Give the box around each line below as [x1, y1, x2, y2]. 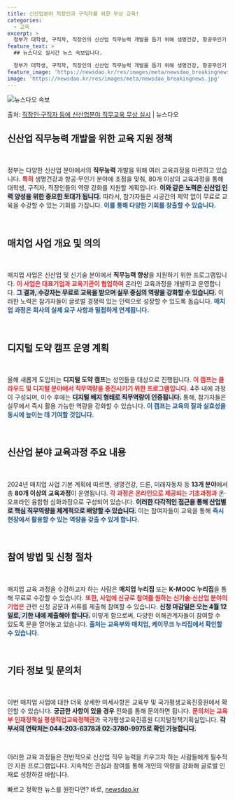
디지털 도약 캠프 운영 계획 [7, 341, 110, 354]
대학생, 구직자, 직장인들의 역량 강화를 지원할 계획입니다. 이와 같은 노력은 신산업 [7, 184, 221, 192]
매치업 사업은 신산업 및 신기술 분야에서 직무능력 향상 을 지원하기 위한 [7, 271, 192, 279]
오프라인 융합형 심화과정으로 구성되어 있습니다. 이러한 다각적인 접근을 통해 [7, 497, 208, 506]
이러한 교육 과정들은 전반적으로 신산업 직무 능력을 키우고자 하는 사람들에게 [7, 753, 209, 761]
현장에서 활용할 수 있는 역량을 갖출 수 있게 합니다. [7, 515, 140, 523]
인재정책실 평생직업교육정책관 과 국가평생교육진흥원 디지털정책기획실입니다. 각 [14, 716, 226, 724]
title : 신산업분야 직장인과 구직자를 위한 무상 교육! [7, 10, 139, 18]
